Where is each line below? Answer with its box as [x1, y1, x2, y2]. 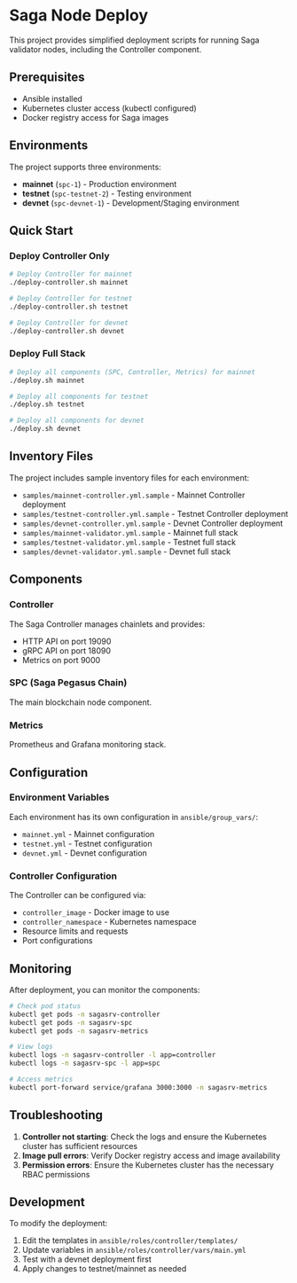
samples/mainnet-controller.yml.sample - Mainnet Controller [21, 489, 246, 500]
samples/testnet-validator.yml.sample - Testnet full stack [21, 536, 237, 547]
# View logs [9, 1043, 53, 1052]
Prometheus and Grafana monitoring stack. [9, 739, 167, 750]
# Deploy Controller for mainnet [9, 270, 133, 279]
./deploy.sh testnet [9, 400, 86, 409]
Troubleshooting [9, 1107, 104, 1123]
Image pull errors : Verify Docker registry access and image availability [21, 1150, 281, 1161]
